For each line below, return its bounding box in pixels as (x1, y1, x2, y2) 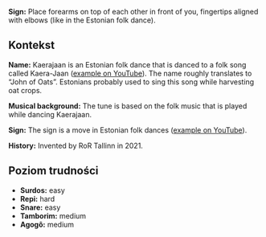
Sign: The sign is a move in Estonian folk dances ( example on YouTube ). (8, 125, 248, 135)
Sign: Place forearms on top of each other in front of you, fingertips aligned (8, 7, 259, 16)
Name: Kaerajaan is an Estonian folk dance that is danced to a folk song (8, 59, 247, 69)
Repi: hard (19, 194, 55, 203)
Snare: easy (19, 202, 61, 212)
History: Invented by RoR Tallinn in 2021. (8, 141, 143, 150)
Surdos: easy (19, 185, 66, 195)
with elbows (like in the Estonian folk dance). (8, 15, 157, 25)
